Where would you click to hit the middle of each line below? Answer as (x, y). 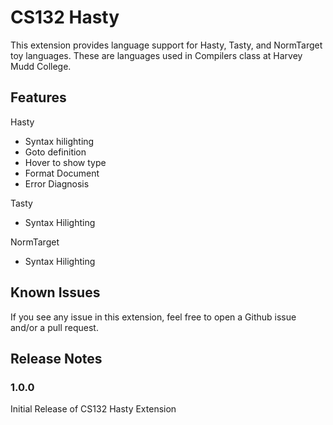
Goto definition (55, 152)
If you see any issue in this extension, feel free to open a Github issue (153, 317)
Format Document (62, 173)
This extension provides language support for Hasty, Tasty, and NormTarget (166, 45)
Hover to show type (65, 162)
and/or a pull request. (54, 327)
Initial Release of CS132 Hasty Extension (93, 409)
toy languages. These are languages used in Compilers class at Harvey (156, 55)
